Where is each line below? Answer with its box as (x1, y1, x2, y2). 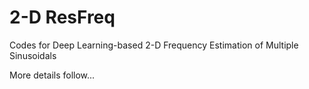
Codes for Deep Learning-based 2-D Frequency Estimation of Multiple (9, 39, 299, 51)
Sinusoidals (9, 49, 57, 61)
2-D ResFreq (9, 6, 116, 29)
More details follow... (9, 69, 96, 81)
